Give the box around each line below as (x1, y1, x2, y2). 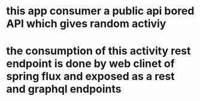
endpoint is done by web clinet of (6, 57, 175, 71)
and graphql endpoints (6, 82, 122, 96)
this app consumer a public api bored (6, 4, 195, 18)
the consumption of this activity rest (6, 44, 191, 58)
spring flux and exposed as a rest (6, 70, 175, 83)
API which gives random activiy (6, 17, 166, 30)
